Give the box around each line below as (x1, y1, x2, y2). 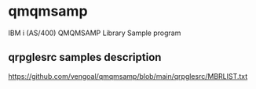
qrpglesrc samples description (8, 51, 162, 64)
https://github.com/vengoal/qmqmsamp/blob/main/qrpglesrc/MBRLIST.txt (8, 71, 248, 80)
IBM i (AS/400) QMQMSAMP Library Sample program (8, 28, 181, 37)
